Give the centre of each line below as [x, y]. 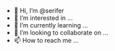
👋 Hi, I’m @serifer [39, 11]
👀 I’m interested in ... [43, 18]
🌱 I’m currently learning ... [51, 25]
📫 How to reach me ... [46, 40]
